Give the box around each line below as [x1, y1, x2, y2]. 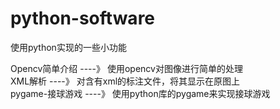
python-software [10, 7, 156, 30]
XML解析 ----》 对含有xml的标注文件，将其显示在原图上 [10, 75, 241, 87]
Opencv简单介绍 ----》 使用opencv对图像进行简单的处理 [10, 62, 243, 74]
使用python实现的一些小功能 [10, 41, 127, 53]
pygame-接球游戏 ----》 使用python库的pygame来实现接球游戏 [10, 87, 271, 99]
